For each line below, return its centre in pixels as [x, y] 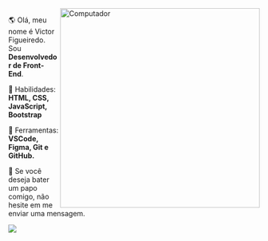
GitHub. [22, 156]
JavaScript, [28, 106]
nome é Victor [32, 32]
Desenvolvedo [33, 57]
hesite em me [31, 205]
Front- [33, 65]
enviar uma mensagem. [47, 213]
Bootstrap [25, 115]
